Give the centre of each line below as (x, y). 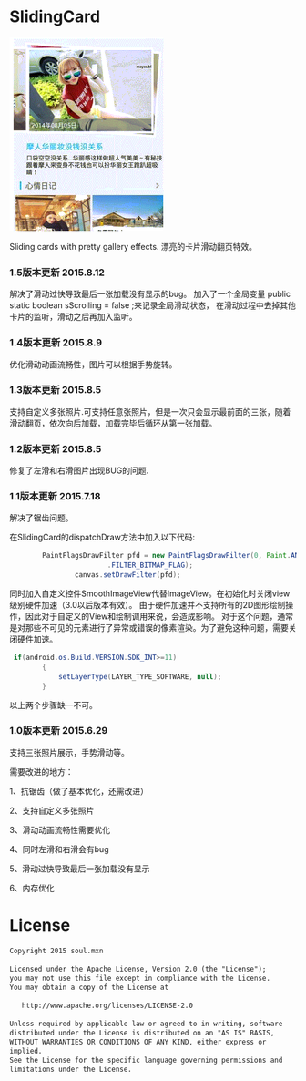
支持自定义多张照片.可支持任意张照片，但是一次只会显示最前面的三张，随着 (150, 411)
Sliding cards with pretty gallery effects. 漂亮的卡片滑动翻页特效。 (133, 246)
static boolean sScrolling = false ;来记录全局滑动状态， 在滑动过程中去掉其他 (153, 305)
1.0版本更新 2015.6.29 (59, 731)
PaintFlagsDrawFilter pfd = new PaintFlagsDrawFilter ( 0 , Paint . (167, 556)
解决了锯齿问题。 (41, 518)
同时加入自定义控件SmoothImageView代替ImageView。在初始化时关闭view (150, 593)
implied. (26, 1051)
